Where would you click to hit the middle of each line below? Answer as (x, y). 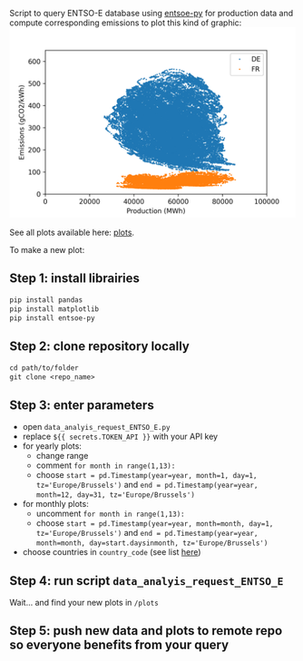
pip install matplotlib (54, 309)
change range (62, 456)
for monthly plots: (55, 504)
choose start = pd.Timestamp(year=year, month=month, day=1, (155, 523)
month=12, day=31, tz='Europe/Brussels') (115, 495)
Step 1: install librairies (75, 279)
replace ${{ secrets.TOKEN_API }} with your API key (120, 437)
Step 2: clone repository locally (100, 346)
